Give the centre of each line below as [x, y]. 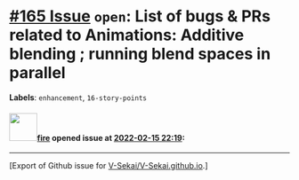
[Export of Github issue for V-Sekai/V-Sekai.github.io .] [109, 166]
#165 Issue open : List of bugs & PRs [140, 16]
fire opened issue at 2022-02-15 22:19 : [111, 137]
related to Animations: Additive [127, 35]
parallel [37, 73]
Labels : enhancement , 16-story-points [78, 97]
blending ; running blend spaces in [140, 54]
